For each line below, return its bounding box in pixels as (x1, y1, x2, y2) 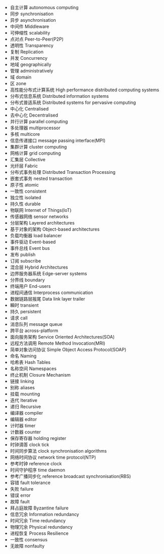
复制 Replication (10, 49, 44, 55)
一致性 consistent (10, 188, 47, 194)
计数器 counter (10, 429, 41, 435)
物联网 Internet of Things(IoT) (10, 207, 72, 213)
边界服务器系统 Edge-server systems (10, 271, 87, 276)
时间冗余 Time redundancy (10, 518, 66, 524)
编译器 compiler (10, 410, 43, 416)
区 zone (10, 81, 27, 86)
